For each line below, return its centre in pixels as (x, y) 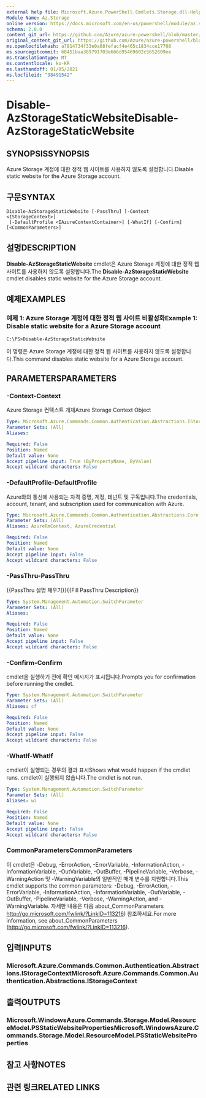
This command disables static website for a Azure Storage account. (98, 359)
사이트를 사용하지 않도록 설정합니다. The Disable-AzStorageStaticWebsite (97, 271)
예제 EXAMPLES (36, 299)
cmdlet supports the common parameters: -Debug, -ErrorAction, (88, 885)
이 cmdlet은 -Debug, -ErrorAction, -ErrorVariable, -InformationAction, (93, 864)
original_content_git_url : (41, 40)
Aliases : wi (21, 801)
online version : (27, 23)
